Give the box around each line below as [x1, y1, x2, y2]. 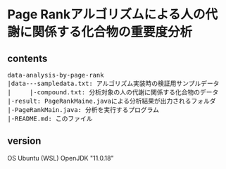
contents [7, 52, 48, 64]
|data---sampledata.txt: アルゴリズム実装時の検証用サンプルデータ [7, 80, 220, 87]
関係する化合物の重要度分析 [32, 24, 193, 40]
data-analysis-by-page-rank [7, 71, 104, 79]
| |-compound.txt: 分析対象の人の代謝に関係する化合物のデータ [7, 89, 219, 96]
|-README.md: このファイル [7, 115, 93, 123]
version [7, 135, 42, 147]
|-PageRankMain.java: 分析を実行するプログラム [7, 106, 160, 113]
